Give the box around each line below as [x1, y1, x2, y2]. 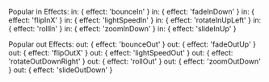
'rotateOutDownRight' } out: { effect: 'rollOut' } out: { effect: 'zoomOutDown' [8, 56, 261, 66]
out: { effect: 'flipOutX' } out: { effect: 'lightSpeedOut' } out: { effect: [8, 48, 233, 57]
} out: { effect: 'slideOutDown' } [8, 65, 113, 75]
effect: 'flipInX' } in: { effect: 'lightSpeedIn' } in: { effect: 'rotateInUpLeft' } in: [8, 15, 262, 25]
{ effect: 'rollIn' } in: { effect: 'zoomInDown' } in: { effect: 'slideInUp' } [8, 24, 237, 33]
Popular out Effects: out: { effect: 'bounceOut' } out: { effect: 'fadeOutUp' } [8, 39, 257, 49]
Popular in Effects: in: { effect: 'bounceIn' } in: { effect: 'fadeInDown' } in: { [8, 7, 254, 16]
